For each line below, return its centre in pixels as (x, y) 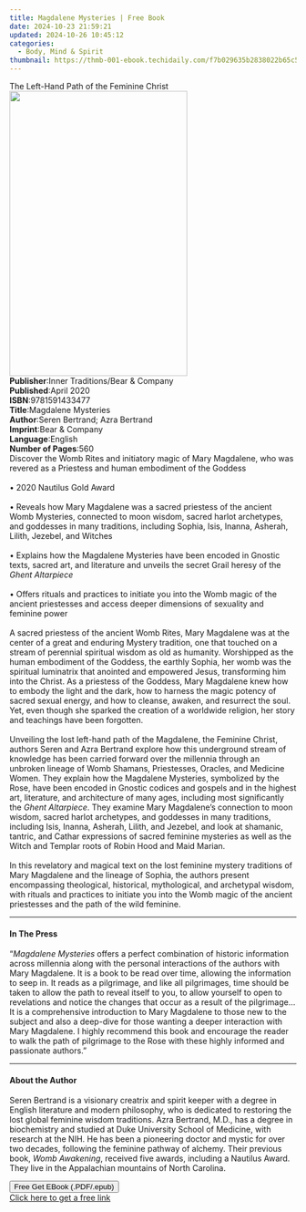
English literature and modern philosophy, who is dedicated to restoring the (150, 1110)
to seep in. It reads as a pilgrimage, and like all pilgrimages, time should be (149, 983)
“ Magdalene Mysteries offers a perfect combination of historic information (149, 954)
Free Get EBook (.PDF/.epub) (64, 1187)
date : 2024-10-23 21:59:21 (61, 26)
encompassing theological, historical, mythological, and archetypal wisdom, (152, 885)
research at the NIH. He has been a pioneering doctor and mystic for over (147, 1139)
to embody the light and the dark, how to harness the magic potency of (143, 691)
